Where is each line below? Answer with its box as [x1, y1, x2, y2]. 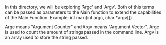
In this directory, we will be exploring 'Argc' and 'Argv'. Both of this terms [5, 4, 154, 10]
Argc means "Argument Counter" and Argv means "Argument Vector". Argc [5, 24, 159, 30]
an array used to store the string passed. [5, 34, 88, 40]
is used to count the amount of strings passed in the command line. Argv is [5, 29, 159, 35]
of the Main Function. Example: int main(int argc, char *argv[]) [5, 15, 132, 20]
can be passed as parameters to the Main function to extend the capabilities [5, 9, 162, 15]
